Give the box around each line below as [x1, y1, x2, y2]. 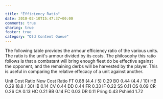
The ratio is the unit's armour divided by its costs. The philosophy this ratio [5, 53, 156, 59]
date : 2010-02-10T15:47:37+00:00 [5, 16, 73, 21]
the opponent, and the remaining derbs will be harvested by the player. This [5, 63, 158, 69]
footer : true [5, 30, 32, 35]
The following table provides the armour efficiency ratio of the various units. [5, 48, 159, 53]
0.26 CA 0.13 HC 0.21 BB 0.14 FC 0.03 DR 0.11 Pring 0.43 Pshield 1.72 [5, 89, 143, 94]
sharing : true [5, 25, 34, 30]
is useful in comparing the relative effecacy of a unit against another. [5, 69, 143, 74]
